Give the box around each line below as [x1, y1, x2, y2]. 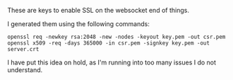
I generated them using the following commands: [7, 20, 150, 28]
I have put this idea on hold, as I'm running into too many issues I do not [7, 58, 217, 67]
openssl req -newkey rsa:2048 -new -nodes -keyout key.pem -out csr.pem [7, 33, 226, 40]
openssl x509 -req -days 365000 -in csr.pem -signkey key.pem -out [7, 40, 210, 47]
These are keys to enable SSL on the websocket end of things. [7, 6, 189, 14]
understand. [7, 66, 43, 74]
